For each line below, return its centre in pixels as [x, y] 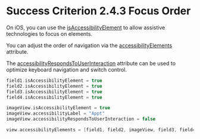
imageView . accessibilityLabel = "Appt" [56, 114]
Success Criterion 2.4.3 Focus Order [99, 11]
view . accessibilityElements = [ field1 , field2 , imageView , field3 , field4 [101, 130]
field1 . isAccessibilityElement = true [54, 81]
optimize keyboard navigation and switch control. [66, 69]
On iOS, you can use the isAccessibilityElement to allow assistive [86, 27]
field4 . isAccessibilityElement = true [54, 97]
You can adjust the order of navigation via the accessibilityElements [89, 45]
